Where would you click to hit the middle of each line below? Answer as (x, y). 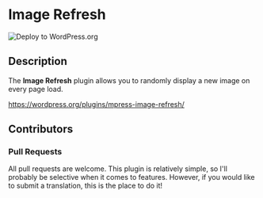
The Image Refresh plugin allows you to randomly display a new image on (129, 80)
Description (38, 61)
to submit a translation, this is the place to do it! (86, 186)
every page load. (36, 89)
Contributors (41, 129)
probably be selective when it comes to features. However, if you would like (131, 177)
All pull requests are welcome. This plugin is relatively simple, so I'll (118, 169)
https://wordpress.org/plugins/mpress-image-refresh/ (96, 104)
